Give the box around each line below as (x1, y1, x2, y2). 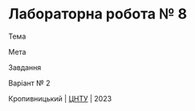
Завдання (8, 62, 42, 72)
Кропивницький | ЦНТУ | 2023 (8, 93, 112, 103)
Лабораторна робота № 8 (8, 5, 187, 23)
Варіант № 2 (8, 78, 51, 88)
